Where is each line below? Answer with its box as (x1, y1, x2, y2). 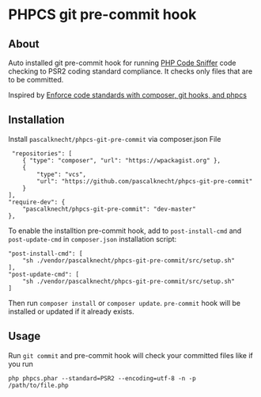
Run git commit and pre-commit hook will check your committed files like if (8, 350, 253, 360)
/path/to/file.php (8, 381, 69, 389)
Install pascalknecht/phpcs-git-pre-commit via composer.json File (8, 134, 221, 143)
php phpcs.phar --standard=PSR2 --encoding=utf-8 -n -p (8, 374, 196, 382)
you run (8, 359, 34, 368)
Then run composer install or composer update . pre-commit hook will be (8, 298, 241, 307)
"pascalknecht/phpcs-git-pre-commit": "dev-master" (22, 204, 196, 213)
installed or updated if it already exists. (8, 307, 134, 316)
